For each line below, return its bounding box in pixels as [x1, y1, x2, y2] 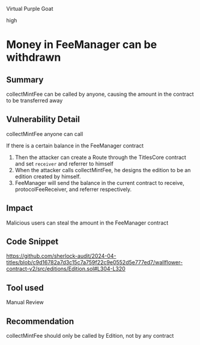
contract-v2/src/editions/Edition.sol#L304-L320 [6, 265, 126, 273]
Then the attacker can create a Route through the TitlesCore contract [14, 154, 186, 161]
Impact [6, 203, 33, 213]
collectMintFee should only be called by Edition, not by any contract [6, 332, 174, 340]
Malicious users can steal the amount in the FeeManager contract [6, 219, 169, 226]
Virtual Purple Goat [6, 5, 53, 12]
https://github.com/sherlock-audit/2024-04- [6, 252, 117, 260]
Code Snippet [6, 237, 59, 247]
